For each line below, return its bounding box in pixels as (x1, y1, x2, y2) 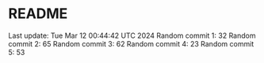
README (8, 5, 68, 23)
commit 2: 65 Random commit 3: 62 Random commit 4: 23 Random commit (8, 39, 254, 48)
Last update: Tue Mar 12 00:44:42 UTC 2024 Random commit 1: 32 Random (8, 31, 256, 40)
